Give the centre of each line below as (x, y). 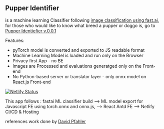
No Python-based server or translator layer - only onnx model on (79, 76)
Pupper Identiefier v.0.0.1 (31, 31)
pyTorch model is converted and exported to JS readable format (78, 50)
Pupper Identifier (32, 8)
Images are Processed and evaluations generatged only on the (77, 66)
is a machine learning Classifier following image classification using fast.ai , (82, 20)
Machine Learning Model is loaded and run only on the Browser (78, 55)
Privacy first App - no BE (38, 61)
